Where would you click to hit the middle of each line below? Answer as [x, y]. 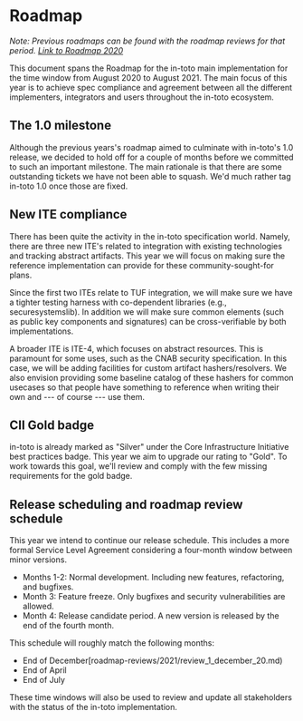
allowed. [38, 606]
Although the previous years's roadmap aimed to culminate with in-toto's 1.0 [151, 147]
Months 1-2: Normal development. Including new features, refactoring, [153, 578]
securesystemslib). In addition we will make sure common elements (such [147, 312]
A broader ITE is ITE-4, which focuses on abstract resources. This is [137, 348]
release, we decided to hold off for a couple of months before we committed [151, 157]
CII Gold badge [52, 425]
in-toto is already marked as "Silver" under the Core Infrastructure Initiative [149, 447]
